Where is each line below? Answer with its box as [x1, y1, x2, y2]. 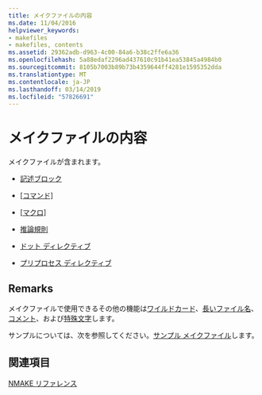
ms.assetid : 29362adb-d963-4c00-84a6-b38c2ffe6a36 [8, 48, 179, 56]
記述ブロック [19, 174, 62, 183]
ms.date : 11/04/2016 [8, 19, 77, 27]
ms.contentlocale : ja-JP [8, 78, 91, 86]
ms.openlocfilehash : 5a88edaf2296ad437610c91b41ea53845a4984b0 [8, 56, 222, 64]
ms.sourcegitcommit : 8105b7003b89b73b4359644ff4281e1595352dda [8, 63, 222, 71]
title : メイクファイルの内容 [8, 11, 93, 20]
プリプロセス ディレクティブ [19, 259, 112, 268]
